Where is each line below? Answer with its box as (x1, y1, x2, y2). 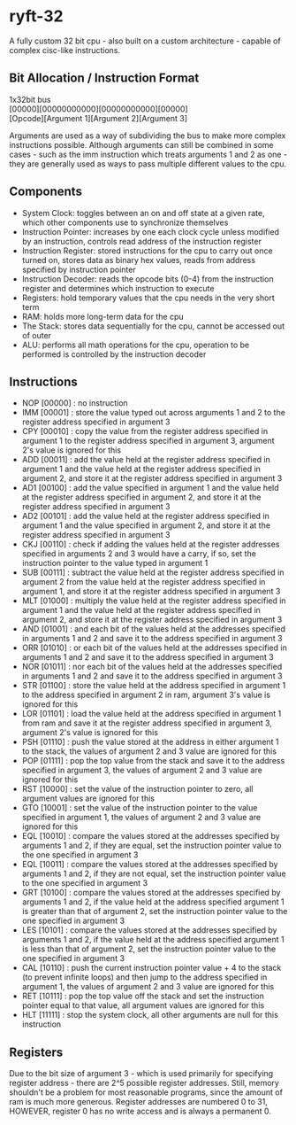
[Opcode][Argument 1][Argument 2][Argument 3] (9, 112, 188, 123)
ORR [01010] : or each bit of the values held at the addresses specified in (21, 642, 287, 653)
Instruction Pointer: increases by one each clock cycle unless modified (21, 226, 280, 237)
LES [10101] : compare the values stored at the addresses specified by (21, 925, 277, 935)
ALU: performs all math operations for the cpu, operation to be (21, 339, 250, 350)
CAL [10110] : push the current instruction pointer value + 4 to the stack (21, 963, 282, 974)
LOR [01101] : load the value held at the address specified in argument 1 (21, 709, 282, 719)
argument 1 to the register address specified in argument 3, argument (21, 436, 276, 446)
